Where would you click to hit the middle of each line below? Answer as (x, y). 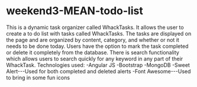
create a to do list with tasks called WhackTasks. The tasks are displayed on (99, 33)
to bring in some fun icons (38, 78)
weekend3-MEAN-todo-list (75, 11)
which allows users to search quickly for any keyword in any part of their (95, 59)
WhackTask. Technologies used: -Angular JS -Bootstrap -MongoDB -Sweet (98, 65)
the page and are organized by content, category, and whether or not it (93, 40)
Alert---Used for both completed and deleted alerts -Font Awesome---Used (98, 71)
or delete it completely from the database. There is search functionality (93, 52)
